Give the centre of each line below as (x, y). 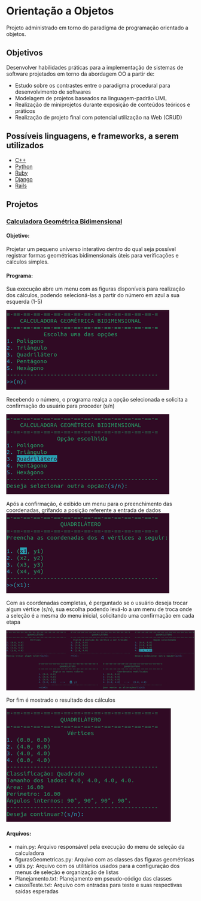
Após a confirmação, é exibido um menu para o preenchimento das (89, 504)
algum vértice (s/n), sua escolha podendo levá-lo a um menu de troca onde (99, 609)
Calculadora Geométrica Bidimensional (64, 221)
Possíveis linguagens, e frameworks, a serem (93, 136)
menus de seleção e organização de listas (67, 872)
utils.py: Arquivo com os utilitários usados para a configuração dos (97, 866)
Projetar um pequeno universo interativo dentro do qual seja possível (91, 249)
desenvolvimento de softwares (53, 92)
